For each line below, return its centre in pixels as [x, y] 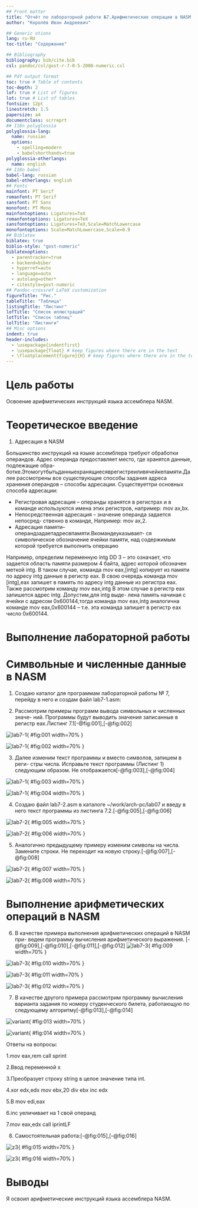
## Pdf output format [33, 76]
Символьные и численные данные [96, 664]
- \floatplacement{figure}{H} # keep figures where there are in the [98, 356]
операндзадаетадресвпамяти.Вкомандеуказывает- [80, 533]
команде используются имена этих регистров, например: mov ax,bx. [102, 508]
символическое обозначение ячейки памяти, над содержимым [95, 539]
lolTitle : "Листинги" [33, 323]
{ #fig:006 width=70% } [56, 834]
